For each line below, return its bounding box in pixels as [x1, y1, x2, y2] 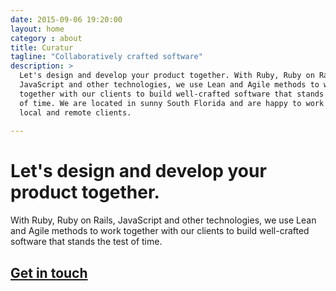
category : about [10, 33, 83, 43]
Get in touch [10, 264, 88, 281]
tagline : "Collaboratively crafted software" [10, 52, 203, 62]
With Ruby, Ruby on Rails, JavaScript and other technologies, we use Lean [10, 214, 317, 226]
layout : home [10, 24, 65, 34]
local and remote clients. [19, 107, 132, 118]
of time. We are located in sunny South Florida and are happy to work [19, 98, 325, 108]
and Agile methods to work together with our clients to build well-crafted [10, 225, 310, 237]
